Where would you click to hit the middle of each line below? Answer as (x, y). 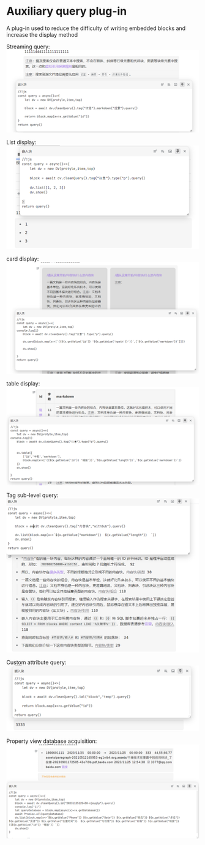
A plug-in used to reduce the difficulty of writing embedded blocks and (96, 28)
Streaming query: (28, 47)
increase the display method (42, 34)
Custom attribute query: (36, 663)
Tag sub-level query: (32, 495)
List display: (21, 142)
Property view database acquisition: (52, 741)
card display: (23, 259)
